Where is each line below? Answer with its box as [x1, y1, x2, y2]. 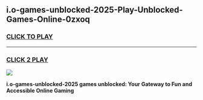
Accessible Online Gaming [6, 87, 74, 94]
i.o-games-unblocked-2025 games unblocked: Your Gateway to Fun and [6, 80, 192, 87]
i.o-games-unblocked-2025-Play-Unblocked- [6, 5, 183, 15]
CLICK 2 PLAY [6, 55, 48, 64]
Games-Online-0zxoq [6, 15, 91, 25]
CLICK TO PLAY [6, 33, 53, 41]
